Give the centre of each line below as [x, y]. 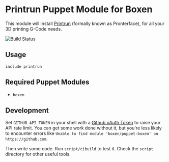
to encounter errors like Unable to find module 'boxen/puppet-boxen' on [82, 133]
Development [27, 110]
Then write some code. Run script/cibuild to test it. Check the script [79, 149]
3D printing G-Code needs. [34, 29]
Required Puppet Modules [47, 82]
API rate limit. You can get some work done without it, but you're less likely [83, 128]
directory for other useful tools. [38, 154]
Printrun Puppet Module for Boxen [79, 9]
